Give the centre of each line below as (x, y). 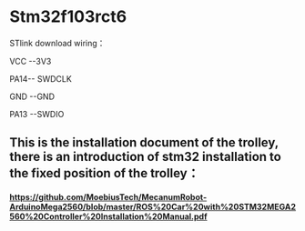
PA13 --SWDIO (37, 114)
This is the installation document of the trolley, (144, 143)
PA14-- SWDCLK (41, 78)
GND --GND (32, 96)
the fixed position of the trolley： (105, 173)
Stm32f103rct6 (68, 17)
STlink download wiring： (57, 43)
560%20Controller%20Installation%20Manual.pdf (108, 216)
